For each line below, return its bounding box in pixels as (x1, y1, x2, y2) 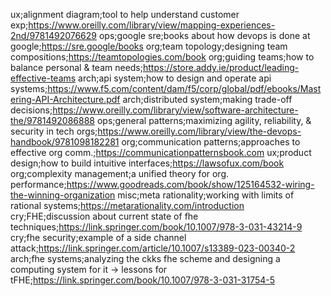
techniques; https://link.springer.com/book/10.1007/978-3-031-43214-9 (10, 221, 303, 233)
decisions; (10, 104, 53, 116)
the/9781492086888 (10, 115, 95, 126)
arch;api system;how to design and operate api (78, 72, 272, 84)
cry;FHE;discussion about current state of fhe (10, 210, 199, 222)
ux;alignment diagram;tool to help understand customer (10, 9, 240, 20)
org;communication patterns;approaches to (121, 136, 301, 148)
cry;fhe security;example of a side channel (10, 232, 187, 243)
